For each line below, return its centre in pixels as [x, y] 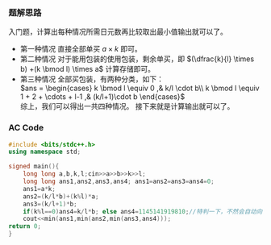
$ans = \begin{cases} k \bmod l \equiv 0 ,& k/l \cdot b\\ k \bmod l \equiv [140, 88]
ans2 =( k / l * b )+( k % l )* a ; [61, 196]
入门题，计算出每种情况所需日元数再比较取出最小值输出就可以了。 [118, 32]
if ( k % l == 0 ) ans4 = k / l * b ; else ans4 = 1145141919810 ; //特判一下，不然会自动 [140, 211]
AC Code [26, 128]
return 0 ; [25, 226]
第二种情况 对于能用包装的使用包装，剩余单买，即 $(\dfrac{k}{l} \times [137, 59]
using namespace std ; [45, 152]
